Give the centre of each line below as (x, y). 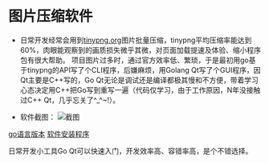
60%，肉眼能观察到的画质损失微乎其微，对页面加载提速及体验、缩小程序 (141, 50)
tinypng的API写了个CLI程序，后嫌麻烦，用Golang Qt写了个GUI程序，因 (144, 70)
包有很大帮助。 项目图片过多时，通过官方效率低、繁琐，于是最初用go (134, 60)
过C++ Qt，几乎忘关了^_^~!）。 (70, 100)
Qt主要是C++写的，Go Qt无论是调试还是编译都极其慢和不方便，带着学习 (139, 80)
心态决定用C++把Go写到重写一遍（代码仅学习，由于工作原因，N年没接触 (140, 89)
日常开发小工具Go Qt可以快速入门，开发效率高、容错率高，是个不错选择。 (130, 151)
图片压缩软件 (51, 16)
